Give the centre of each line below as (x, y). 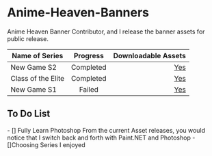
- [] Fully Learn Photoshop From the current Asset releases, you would (106, 130)
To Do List (29, 114)
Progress (89, 55)
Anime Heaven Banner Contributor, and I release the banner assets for (106, 31)
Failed (89, 89)
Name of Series (37, 55)
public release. (28, 38)
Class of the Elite (38, 78)
